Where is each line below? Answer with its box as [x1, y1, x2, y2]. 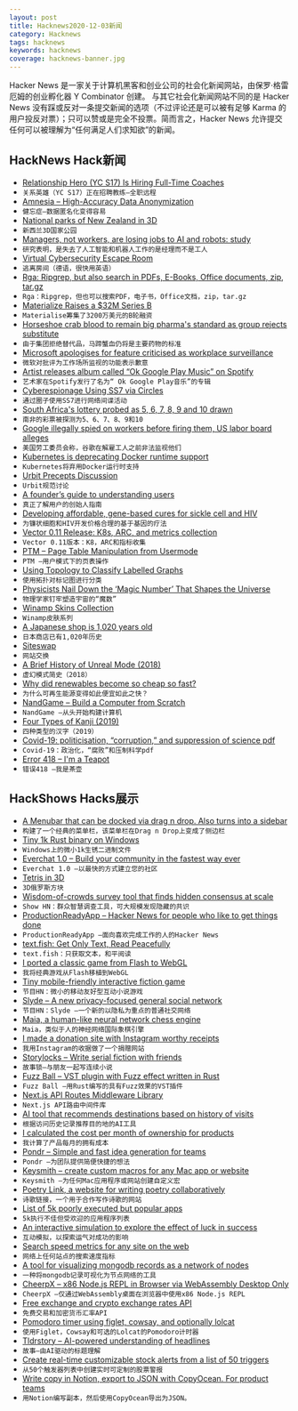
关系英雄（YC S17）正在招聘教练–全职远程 [21, 188, 157, 197]
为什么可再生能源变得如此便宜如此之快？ [21, 689, 149, 698]
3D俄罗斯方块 [21, 883, 64, 892]
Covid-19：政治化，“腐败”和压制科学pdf [21, 746, 154, 754]
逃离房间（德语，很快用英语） [21, 263, 116, 272]
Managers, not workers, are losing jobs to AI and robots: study [21, 233, 252, 245]
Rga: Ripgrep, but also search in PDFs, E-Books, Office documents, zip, [21, 271, 285, 282]
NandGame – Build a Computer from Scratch [21, 697, 186, 707]
